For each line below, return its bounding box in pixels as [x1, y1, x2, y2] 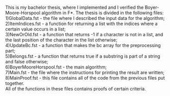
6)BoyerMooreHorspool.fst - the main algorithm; [5, 64, 107, 70]
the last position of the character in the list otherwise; [5, 37, 117, 43]
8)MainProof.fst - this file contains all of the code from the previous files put [5, 75, 165, 81]
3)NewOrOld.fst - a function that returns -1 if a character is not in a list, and [5, 32, 163, 37]
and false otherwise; [5, 59, 48, 64]
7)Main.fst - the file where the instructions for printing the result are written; [5, 69, 165, 76]
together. [5, 80, 25, 86]
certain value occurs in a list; [5, 26, 66, 32]
